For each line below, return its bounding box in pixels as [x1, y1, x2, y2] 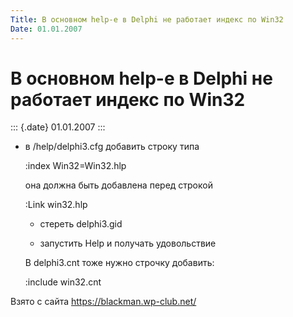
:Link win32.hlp [24, 199, 88, 211]
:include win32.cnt [24, 276, 102, 288]
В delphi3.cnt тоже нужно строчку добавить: [24, 257, 215, 269]
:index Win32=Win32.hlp [24, 160, 127, 172]
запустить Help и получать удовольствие [39, 237, 217, 250]
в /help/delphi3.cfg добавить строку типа [24, 141, 200, 153]
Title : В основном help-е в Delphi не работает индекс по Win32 [10, 14, 284, 25]
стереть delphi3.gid [39, 218, 123, 230]
